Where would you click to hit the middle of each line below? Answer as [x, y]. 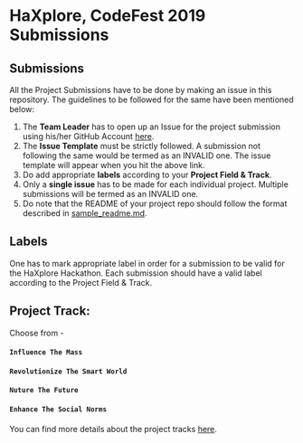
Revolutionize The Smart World [68, 372]
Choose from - [37, 333]
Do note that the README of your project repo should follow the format [155, 203]
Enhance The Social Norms [58, 410]
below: [22, 109]
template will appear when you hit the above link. [114, 165]
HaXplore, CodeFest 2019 [108, 16]
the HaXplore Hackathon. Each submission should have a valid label [136, 273]
